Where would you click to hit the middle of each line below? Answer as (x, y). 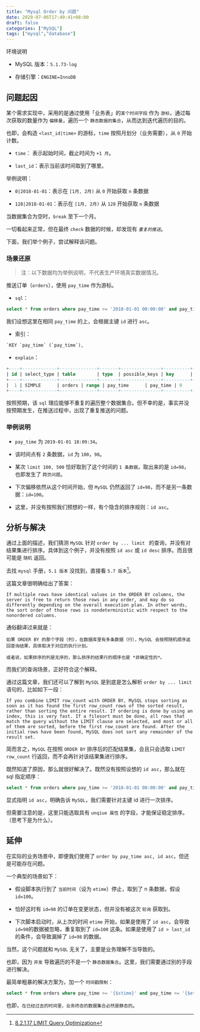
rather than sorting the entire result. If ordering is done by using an (100, 711)
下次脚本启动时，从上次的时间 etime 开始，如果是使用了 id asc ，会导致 (102, 921)
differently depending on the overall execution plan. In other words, (97, 605)
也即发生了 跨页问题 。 (40, 474)
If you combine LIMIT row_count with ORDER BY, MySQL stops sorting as (97, 701)
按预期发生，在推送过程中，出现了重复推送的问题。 (69, 410)
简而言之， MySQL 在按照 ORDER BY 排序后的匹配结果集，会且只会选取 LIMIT (96, 749)
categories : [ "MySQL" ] (34, 28)
